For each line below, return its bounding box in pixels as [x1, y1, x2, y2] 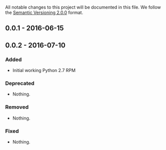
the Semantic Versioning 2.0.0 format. [5, 9, 83, 15]
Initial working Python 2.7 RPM [12, 67, 76, 73]
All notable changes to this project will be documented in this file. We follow [5, 4, 161, 10]
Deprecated [5, 80, 35, 86]
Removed [5, 103, 29, 110]
